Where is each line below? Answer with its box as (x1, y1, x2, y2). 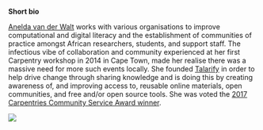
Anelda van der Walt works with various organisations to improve (8, 22, 220, 31)
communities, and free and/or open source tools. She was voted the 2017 (8, 90, 248, 98)
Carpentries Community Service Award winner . (8, 98, 162, 107)
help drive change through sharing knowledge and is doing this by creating (8, 73, 253, 82)
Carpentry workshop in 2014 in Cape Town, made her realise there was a (8, 55, 247, 65)
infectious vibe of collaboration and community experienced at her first (8, 48, 240, 56)
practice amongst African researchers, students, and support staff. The (8, 39, 242, 48)
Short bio (8, 7, 40, 16)
